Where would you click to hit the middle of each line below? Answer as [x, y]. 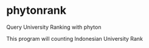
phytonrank [36, 10]
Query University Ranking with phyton [54, 27]
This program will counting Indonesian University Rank [74, 38]
